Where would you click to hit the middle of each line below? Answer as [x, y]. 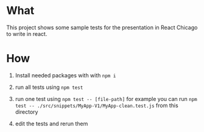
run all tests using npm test [49, 87]
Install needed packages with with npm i [65, 75]
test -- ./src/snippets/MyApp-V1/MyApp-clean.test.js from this [97, 105]
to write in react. [27, 33]
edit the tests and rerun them [51, 123]
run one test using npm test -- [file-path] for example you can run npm [106, 99]
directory [26, 112]
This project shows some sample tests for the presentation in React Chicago [102, 27]
